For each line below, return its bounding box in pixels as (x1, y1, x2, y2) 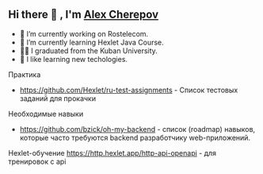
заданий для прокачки (19, 93, 97, 103)
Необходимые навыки (8, 109, 84, 118)
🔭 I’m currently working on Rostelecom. (19, 29, 149, 38)
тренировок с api (8, 157, 67, 166)
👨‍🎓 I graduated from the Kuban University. (19, 45, 158, 56)
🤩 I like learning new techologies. (19, 54, 128, 64)
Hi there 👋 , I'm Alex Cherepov (8, 8, 159, 21)
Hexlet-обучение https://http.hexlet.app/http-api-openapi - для (8, 148, 216, 157)
